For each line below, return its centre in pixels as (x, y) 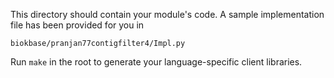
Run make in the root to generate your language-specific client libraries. (156, 62)
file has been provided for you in (77, 25)
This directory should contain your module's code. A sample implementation (167, 14)
